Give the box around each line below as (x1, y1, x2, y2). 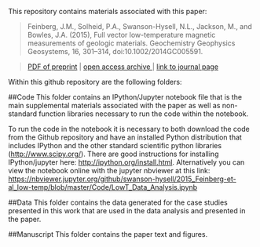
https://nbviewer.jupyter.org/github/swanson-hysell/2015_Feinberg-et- (8, 174, 237, 183)
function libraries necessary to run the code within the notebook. (38, 109, 249, 118)
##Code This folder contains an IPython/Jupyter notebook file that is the (8, 93, 243, 101)
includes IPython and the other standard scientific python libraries (8, 141, 222, 150)
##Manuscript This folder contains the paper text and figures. (8, 230, 208, 238)
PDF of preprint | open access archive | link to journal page (27, 62, 218, 71)
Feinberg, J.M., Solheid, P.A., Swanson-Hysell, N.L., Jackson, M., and (27, 22, 253, 31)
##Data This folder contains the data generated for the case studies (8, 198, 228, 207)
